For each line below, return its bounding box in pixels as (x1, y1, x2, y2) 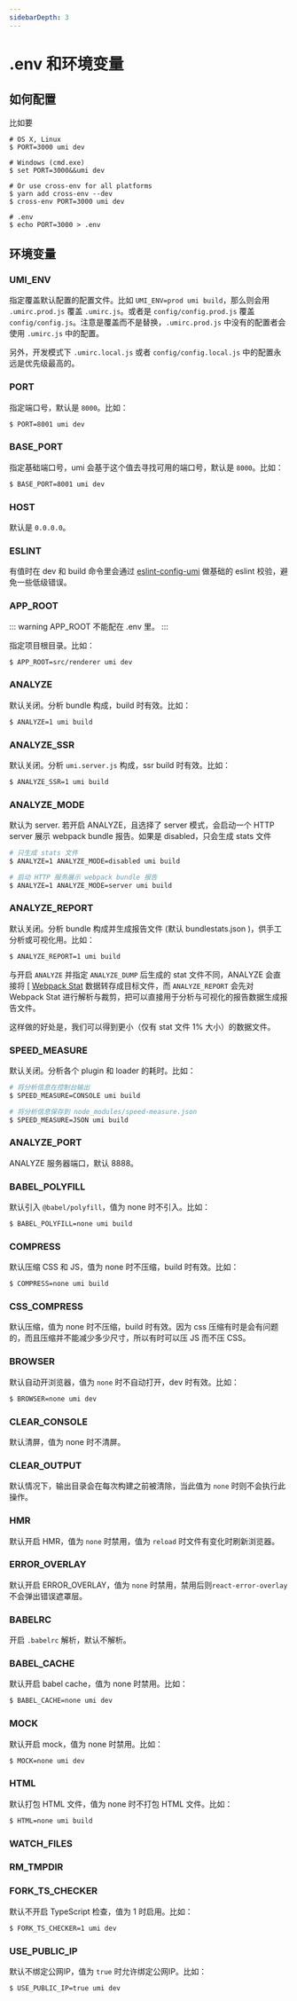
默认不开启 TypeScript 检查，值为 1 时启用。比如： (9, 1906, 193, 1917)
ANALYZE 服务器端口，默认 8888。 (9, 1157, 139, 1168)
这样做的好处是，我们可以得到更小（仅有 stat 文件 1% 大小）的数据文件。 (9, 1021, 276, 1032)
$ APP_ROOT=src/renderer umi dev (9, 657, 133, 666)
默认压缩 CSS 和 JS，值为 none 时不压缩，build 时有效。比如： (9, 1261, 239, 1273)
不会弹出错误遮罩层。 (9, 1590, 87, 1601)
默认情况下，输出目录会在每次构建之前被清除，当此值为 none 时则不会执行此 (9, 1480, 286, 1491)
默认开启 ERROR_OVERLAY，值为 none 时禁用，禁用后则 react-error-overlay (9, 1580, 288, 1590)
